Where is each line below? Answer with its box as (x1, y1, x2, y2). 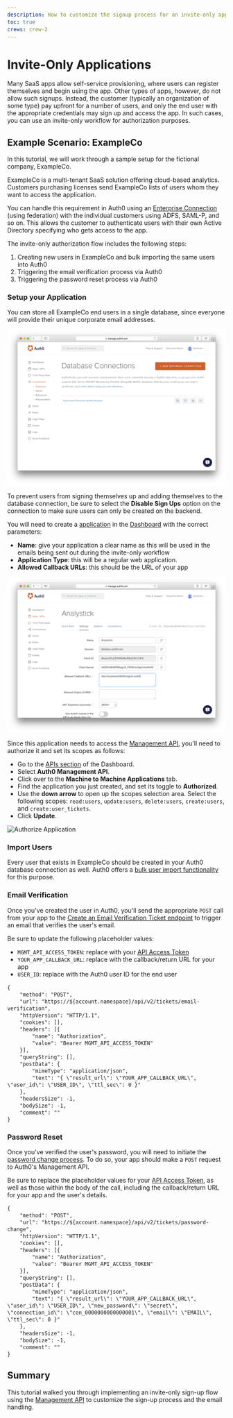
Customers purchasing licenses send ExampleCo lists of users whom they (7, 183, 219, 192)
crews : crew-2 (7, 26, 49, 33)
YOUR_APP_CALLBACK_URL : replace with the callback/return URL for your (17, 955, 215, 963)
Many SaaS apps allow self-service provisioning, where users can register (7, 80, 219, 88)
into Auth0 (17, 260, 47, 269)
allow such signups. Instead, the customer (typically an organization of (7, 94, 209, 103)
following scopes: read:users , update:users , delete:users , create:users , (17, 797, 225, 805)
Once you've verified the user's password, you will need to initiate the (7, 1147, 207, 1156)
